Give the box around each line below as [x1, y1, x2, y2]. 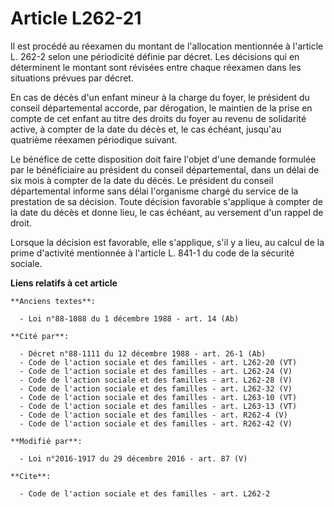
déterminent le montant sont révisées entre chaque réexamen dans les [10, 61, 302, 73]
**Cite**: [10, 471, 52, 481]
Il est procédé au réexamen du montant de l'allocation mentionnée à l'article [10, 40, 324, 52]
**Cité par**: [10, 331, 70, 341]
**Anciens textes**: [10, 296, 97, 306]
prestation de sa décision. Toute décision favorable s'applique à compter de [10, 195, 324, 207]
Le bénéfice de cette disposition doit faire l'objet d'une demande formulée [10, 153, 317, 165]
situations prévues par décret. [10, 72, 134, 84]
